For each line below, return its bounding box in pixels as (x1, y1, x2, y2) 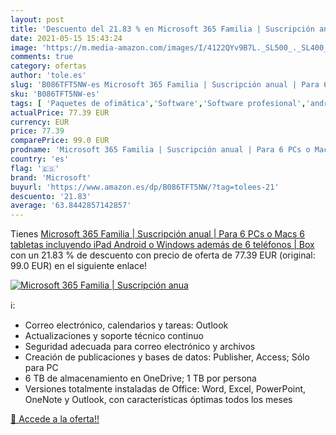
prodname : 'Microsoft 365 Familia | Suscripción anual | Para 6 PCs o (10, 145, 311, 155)
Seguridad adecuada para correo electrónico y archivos (24, 341, 256, 353)
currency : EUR (10, 117, 70, 127)
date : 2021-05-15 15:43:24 (10, 33, 123, 43)
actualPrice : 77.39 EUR (10, 107, 110, 118)
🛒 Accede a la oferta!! (10, 413, 100, 425)
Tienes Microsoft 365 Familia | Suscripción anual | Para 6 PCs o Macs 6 (10, 228, 306, 240)
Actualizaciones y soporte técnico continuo (24, 330, 204, 342)
